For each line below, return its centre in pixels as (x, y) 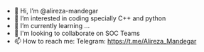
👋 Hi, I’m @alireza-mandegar (56, 11)
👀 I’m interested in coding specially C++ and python (90, 18)
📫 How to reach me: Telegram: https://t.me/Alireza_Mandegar (105, 41)
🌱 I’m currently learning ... (52, 26)
